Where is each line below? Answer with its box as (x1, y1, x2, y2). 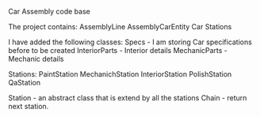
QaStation (8, 78, 41, 87)
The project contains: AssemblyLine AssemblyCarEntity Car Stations (8, 22, 232, 31)
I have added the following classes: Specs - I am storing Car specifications (8, 37, 252, 47)
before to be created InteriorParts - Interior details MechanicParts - (8, 46, 228, 55)
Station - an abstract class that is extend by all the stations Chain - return (8, 93, 247, 102)
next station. (8, 102, 49, 111)
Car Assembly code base (8, 7, 91, 16)
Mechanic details (8, 55, 64, 63)
